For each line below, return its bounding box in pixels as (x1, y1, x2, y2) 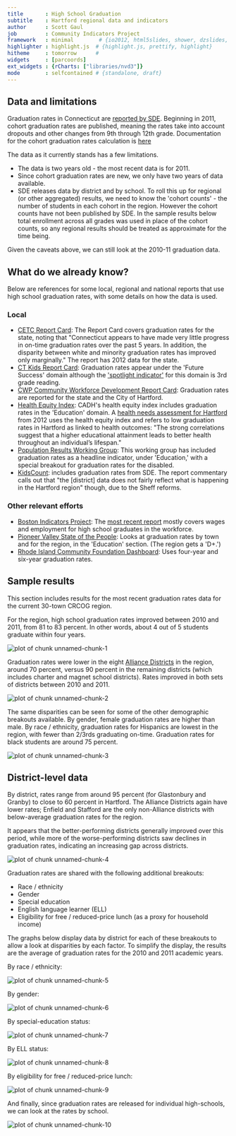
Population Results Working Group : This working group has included (17, 446, 216, 454)
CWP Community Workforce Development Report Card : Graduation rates (17, 386, 229, 394)
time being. (17, 232, 51, 240)
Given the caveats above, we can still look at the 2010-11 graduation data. (7, 245, 221, 254)
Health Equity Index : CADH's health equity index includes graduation (17, 401, 217, 410)
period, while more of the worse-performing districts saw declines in (7, 834, 206, 843)
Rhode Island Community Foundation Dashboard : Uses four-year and (17, 547, 218, 555)
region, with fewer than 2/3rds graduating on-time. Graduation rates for (7, 730, 215, 738)
